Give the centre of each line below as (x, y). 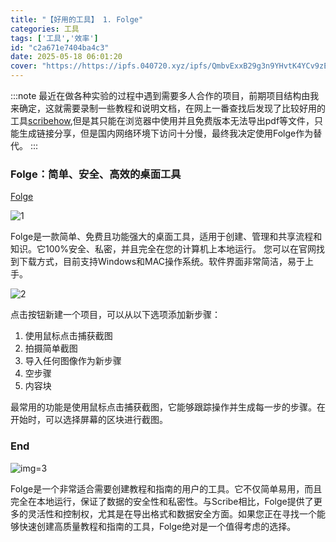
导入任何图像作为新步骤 (73, 361)
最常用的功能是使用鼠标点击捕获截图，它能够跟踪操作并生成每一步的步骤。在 (168, 407)
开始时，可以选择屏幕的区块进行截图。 (89, 420)
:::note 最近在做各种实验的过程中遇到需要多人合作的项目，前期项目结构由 (160, 95)
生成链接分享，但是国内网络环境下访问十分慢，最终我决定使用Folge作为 (166, 133)
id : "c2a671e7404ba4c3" (60, 47)
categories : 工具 (45, 29)
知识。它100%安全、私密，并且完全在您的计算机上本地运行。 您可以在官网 (163, 249)
